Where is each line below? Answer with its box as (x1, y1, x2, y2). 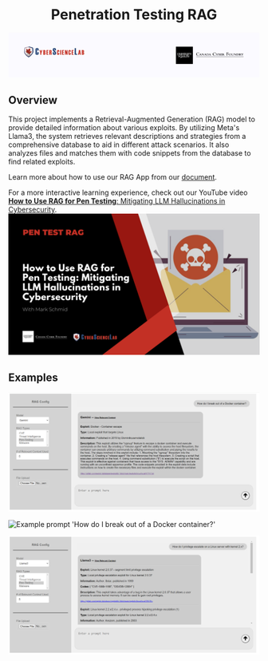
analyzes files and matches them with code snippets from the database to (8, 148, 251, 157)
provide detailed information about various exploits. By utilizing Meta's (8, 122, 240, 133)
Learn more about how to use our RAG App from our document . (8, 172, 218, 181)
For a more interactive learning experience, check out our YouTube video (8, 188, 248, 197)
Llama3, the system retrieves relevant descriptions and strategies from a (8, 131, 246, 141)
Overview (8, 93, 58, 107)
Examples (8, 370, 58, 384)
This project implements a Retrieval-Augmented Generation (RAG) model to (8, 114, 255, 124)
